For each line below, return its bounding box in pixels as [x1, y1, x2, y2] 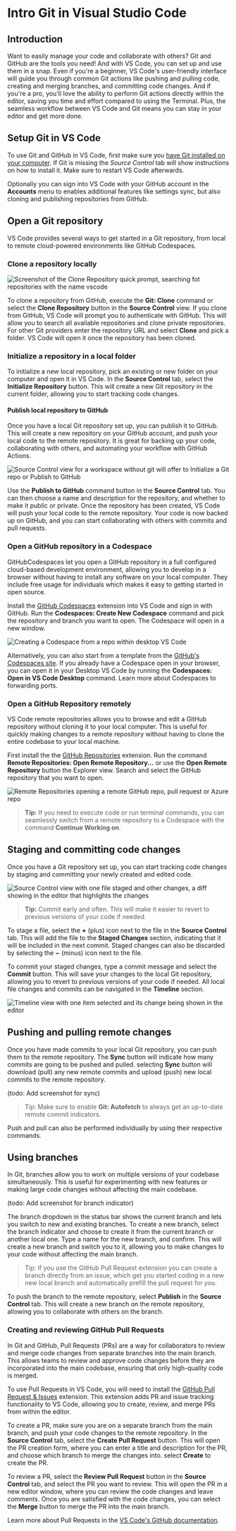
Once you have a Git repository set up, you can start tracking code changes [7, 863, 228, 871]
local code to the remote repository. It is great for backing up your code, [7, 436, 217, 445]
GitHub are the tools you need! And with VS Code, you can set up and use [7, 59, 222, 68]
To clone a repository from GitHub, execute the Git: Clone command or [7, 296, 213, 304]
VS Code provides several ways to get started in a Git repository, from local [7, 234, 226, 242]
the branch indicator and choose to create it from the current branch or [7, 1227, 213, 1236]
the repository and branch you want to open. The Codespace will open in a [7, 616, 225, 625]
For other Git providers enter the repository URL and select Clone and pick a [7, 326, 229, 335]
